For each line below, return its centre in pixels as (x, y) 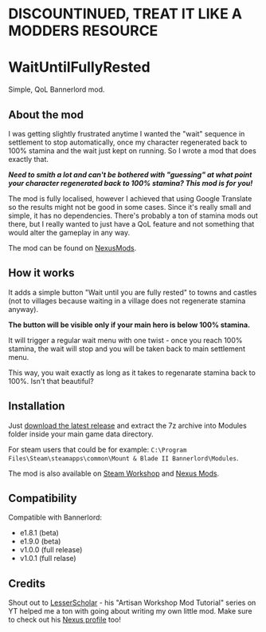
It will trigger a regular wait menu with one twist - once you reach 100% (125, 340)
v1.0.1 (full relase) (48, 559)
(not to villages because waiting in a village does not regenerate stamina (127, 301)
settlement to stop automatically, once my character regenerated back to (128, 142)
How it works (41, 273)
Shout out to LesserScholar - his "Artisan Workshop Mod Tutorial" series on (132, 602)
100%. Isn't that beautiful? (51, 381)
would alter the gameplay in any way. (69, 232)
